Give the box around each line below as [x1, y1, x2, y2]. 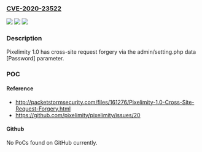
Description [6, 34, 42, 43]
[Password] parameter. [6, 54, 64, 62]
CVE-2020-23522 [6, 4, 62, 13]
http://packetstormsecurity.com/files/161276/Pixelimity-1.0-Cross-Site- [15, 98, 195, 106]
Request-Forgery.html [15, 105, 71, 112]
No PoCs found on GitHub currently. [6, 139, 98, 146]
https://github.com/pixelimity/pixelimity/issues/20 [15, 111, 141, 118]
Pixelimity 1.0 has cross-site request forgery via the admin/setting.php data [6, 48, 196, 56]
